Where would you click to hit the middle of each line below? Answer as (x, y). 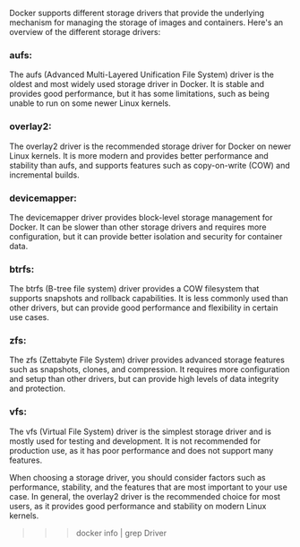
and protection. (37, 388)
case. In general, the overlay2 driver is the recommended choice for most (145, 496)
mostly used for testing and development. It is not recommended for (135, 441)
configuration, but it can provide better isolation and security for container (146, 236)
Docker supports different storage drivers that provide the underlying (137, 13)
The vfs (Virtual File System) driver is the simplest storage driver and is (140, 431)
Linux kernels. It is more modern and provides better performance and (139, 155)
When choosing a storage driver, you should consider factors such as (137, 477)
